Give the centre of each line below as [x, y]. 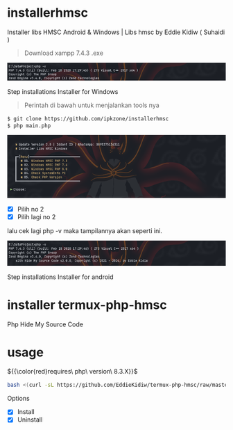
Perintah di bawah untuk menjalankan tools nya [92, 105]
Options [18, 399]
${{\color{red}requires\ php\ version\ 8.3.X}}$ [72, 372]
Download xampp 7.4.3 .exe [64, 53]
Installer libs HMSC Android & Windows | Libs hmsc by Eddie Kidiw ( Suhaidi [116, 32]
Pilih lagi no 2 [36, 216]
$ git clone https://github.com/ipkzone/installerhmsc [88, 119]
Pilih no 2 [31, 209]
